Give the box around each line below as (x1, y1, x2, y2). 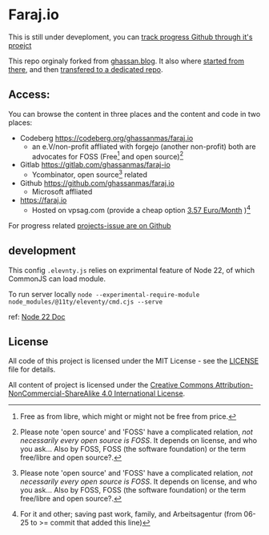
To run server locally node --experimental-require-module (8, 289, 200, 299)
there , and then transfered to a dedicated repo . (8, 64, 163, 74)
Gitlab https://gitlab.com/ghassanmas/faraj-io (19, 160, 171, 170)
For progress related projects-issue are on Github (8, 220, 171, 230)
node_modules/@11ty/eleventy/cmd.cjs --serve (8, 298, 163, 306)
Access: (8, 88, 50, 102)
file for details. (8, 364, 56, 374)
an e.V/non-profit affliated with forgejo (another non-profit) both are (31, 142, 256, 151)
